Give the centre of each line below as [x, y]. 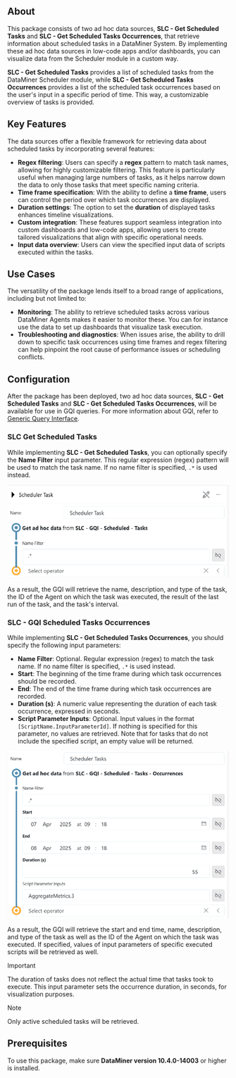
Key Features [37, 124]
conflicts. [31, 357]
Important [21, 965]
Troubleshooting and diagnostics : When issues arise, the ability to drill [121, 334]
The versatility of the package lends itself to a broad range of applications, [116, 291]
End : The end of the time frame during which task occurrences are [114, 689]
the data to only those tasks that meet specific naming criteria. [108, 184]
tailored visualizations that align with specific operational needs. [111, 237]
